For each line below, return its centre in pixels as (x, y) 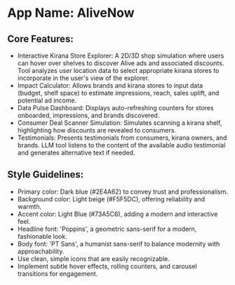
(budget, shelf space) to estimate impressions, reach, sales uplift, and (118, 93)
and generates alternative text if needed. (76, 153)
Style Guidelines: (46, 174)
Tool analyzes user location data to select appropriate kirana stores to (118, 71)
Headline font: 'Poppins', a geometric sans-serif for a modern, (107, 229)
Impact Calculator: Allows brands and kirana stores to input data (110, 85)
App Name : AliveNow (71, 13)
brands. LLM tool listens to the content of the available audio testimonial (121, 145)
